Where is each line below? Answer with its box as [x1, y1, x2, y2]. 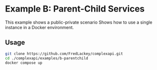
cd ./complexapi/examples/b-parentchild [5, 56, 89, 61]
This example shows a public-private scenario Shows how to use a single [5, 19, 153, 25]
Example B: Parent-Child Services [5, 3, 145, 14]
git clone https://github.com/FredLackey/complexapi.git [5, 51, 123, 56]
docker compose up [5, 60, 42, 65]
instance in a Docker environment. [5, 24, 74, 30]
